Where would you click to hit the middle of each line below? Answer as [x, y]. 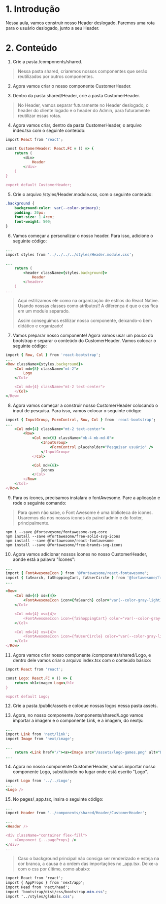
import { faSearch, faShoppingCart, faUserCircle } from [65, 578]
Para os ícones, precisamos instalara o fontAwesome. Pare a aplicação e [86, 498]
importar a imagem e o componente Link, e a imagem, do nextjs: [78, 721]
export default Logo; [28, 696]
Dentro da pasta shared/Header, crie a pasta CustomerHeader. [76, 95]
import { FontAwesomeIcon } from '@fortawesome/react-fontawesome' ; [77, 573]
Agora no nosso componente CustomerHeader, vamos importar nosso [84, 766]
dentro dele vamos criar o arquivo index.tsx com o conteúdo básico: [82, 660]
